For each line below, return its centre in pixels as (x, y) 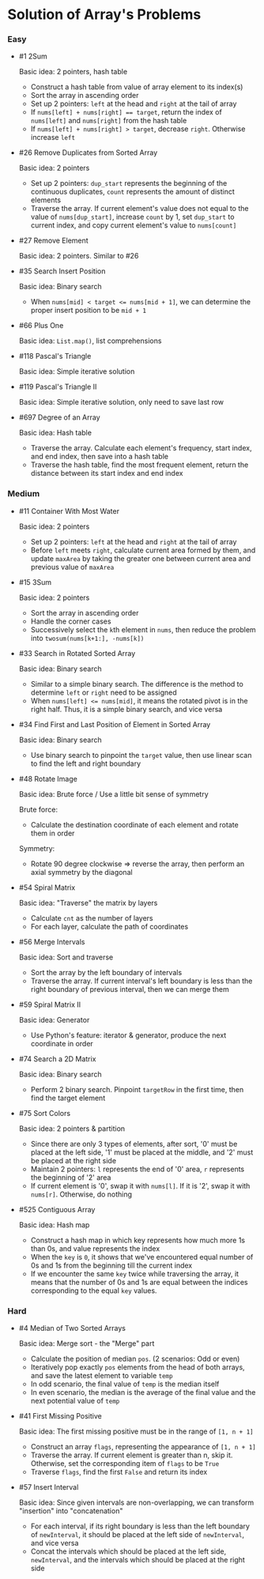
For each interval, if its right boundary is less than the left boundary (140, 1526)
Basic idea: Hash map (54, 1225)
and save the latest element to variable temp (102, 1376)
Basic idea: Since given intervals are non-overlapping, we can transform (136, 1502)
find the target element (68, 1098)
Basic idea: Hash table (55, 433)
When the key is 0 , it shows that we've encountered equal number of (142, 1257)
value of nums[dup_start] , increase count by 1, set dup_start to (132, 217)
